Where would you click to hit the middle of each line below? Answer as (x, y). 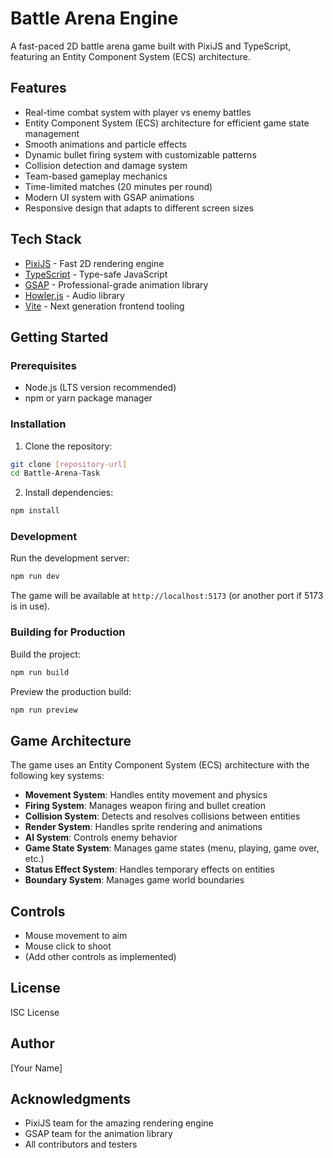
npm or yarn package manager (88, 398)
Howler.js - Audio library (74, 295)
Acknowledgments (71, 1099)
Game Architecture (71, 740)
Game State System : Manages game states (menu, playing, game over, (172, 848)
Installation (38, 424)
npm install (35, 511)
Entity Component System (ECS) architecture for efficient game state (167, 123)
